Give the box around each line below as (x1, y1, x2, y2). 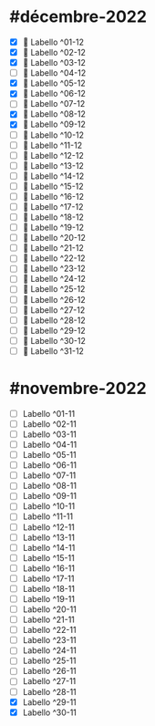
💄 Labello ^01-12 (22, 36, 85, 47)
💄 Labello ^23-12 (22, 263, 86, 275)
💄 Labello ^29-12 (22, 325, 87, 336)
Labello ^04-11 (22, 440, 77, 450)
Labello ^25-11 (22, 655, 77, 667)
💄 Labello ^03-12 (22, 57, 87, 68)
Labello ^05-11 (22, 450, 77, 461)
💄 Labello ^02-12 (22, 47, 87, 57)
